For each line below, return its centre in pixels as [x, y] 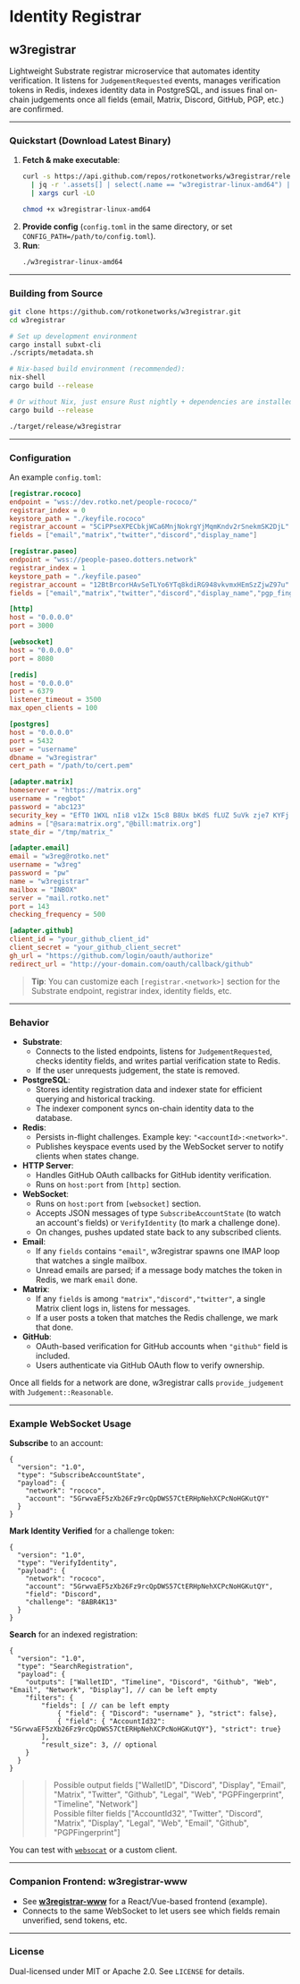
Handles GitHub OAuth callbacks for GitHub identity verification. [154, 1175]
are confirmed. [37, 109]
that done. [54, 1327]
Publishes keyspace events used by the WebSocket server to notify [159, 1146]
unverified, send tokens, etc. [75, 1920]
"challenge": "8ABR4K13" [71, 1603]
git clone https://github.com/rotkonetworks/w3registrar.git [125, 312]
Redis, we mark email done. [87, 1279]
